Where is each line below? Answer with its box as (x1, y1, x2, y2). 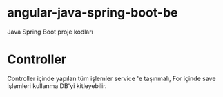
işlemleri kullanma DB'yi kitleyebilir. (7, 81, 107, 90)
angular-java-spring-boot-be (7, 5, 178, 21)
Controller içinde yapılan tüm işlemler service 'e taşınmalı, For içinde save (7, 74, 216, 83)
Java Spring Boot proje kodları (7, 28, 93, 36)
